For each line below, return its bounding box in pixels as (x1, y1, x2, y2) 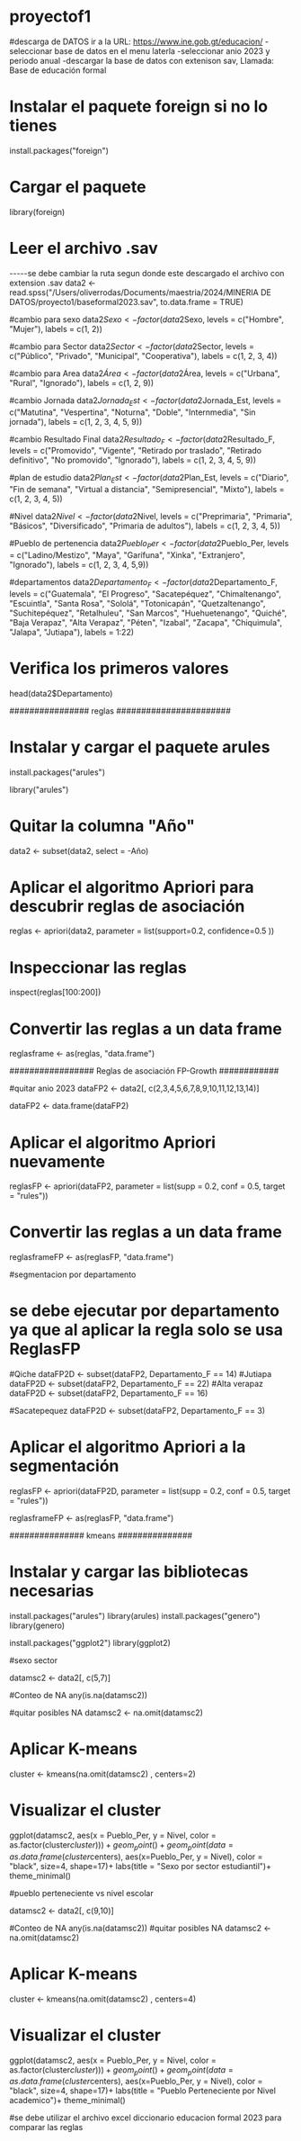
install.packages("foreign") (9, 145, 110, 156)
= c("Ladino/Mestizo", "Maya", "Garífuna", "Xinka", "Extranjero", (9, 549, 245, 560)
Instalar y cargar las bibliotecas (9, 1561, 249, 1582)
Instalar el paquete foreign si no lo (9, 96, 268, 117)
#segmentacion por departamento (9, 1269, 137, 1280)
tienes (9, 115, 58, 136)
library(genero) (9, 1620, 66, 1631)
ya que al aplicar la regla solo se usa (9, 1320, 284, 1340)
